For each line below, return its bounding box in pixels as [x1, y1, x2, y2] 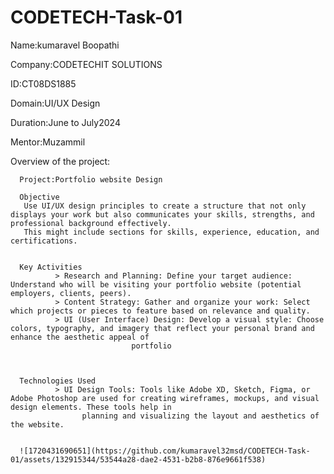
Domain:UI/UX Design [10, 97, 101, 109]
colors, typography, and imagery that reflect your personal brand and [10, 323, 315, 333]
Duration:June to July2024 [10, 116, 121, 128]
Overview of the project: [10, 155, 111, 167]
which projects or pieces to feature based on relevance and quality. [10, 306, 311, 316]
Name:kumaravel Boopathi [10, 39, 120, 51]
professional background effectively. [10, 218, 172, 228]
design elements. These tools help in [10, 402, 172, 412]
